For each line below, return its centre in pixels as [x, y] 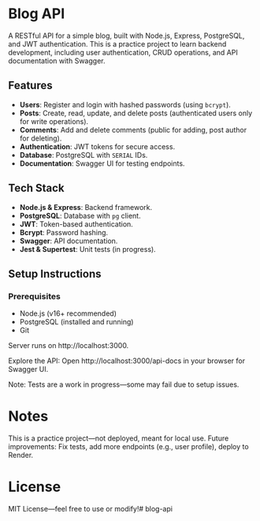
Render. [21, 455]
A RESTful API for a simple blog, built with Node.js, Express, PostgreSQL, [126, 36]
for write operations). [54, 121]
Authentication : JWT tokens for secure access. [97, 146]
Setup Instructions [55, 274]
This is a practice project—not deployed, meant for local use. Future [119, 438]
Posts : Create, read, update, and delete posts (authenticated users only [136, 113]
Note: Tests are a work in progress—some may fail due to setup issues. [124, 384]
